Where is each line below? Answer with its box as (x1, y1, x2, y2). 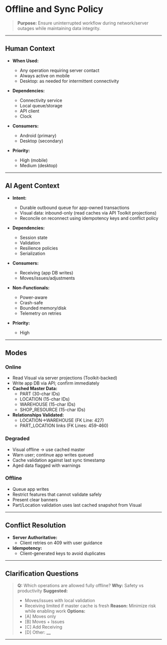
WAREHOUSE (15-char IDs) (19, 402, 76, 408)
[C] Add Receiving (24, 624, 63, 630)
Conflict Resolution (5, 521, 66, 530)
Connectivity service (19, 97, 63, 103)
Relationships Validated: (12, 412, 64, 418)
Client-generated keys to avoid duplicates (19, 550, 106, 556)
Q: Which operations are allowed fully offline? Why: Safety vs (17, 583, 144, 589)
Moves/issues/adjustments (19, 275, 76, 281)
